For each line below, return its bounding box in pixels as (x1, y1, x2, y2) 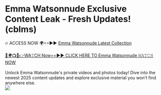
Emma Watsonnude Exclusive (5, 3, 127, 14)
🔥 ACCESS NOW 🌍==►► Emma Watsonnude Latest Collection (5, 40, 132, 46)
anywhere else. (5, 80, 35, 85)
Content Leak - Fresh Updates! (5, 14, 131, 25)
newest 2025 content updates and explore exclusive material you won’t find (5, 75, 157, 81)
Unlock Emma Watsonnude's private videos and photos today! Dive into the (5, 69, 156, 75)
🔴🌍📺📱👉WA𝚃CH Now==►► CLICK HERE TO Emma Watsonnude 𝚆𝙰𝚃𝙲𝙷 (5, 52, 154, 58)
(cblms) (5, 24, 37, 35)
